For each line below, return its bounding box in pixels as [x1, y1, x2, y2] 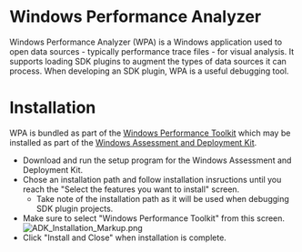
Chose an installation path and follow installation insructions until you [22, 174, 282, 185]
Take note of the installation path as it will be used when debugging [35, 193, 289, 204]
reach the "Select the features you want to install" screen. [22, 184, 240, 195]
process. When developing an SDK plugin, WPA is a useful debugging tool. [9, 66, 289, 76]
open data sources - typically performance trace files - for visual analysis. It [9, 45, 295, 56]
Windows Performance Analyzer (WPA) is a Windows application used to [9, 36, 283, 47]
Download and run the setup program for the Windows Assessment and [22, 155, 292, 166]
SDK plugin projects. [35, 203, 114, 214]
